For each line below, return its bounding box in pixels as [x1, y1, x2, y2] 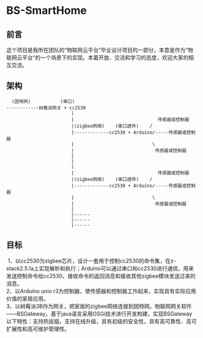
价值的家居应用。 [6, 294, 49, 302]
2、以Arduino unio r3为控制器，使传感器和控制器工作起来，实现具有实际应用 [6, 287, 196, 294]
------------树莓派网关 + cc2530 [6, 105, 86, 111]
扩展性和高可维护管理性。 [6, 325, 70, 333]
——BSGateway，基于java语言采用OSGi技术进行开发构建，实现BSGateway [6, 310, 192, 317]
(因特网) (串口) [11, 98, 76, 105]
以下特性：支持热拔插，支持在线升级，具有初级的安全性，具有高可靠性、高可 [6, 317, 197, 325]
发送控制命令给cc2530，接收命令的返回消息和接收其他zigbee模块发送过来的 [6, 272, 196, 279]
